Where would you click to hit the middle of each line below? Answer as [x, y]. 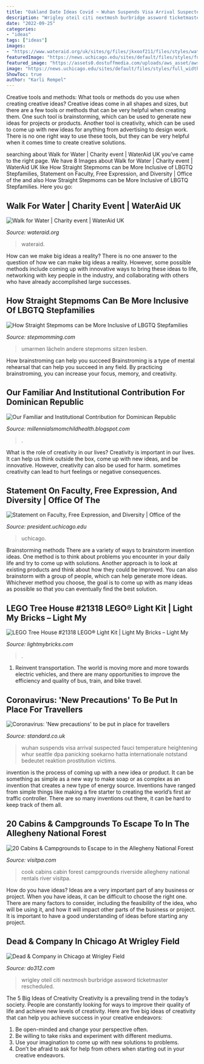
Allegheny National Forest [56, 833]
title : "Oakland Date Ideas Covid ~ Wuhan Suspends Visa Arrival [90, 12]
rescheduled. [38, 986]
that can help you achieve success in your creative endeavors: [84, 1017]
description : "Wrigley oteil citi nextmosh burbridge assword [87, 18]
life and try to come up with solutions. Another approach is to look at [92, 563]
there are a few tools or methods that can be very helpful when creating [96, 110]
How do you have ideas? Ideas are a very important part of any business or [100, 890]
